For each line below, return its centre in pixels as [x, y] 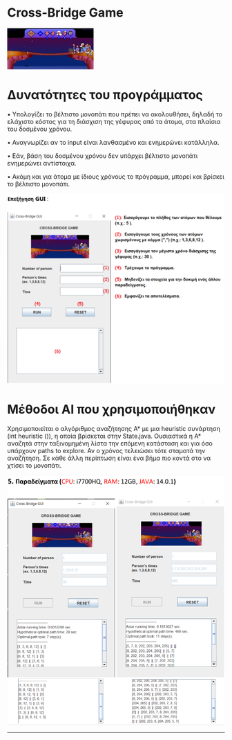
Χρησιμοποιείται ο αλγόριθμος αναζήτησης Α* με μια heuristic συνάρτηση [114, 428]
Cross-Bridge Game [65, 13]
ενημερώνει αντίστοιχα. [42, 163]
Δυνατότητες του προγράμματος [105, 95]
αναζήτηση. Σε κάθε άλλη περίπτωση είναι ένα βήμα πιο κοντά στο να [109, 458]
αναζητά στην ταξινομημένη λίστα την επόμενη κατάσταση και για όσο [110, 443]
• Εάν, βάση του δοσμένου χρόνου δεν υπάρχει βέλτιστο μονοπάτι [103, 156]
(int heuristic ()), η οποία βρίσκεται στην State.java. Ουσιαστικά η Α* [104, 436]
